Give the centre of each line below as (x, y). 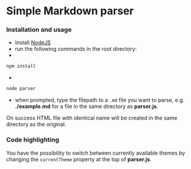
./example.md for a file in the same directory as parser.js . (87, 106)
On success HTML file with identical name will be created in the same (92, 118)
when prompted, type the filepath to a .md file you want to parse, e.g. (100, 100)
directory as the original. (36, 124)
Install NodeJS (33, 42)
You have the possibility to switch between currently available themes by (96, 153)
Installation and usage (39, 30)
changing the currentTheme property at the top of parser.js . (79, 159)
